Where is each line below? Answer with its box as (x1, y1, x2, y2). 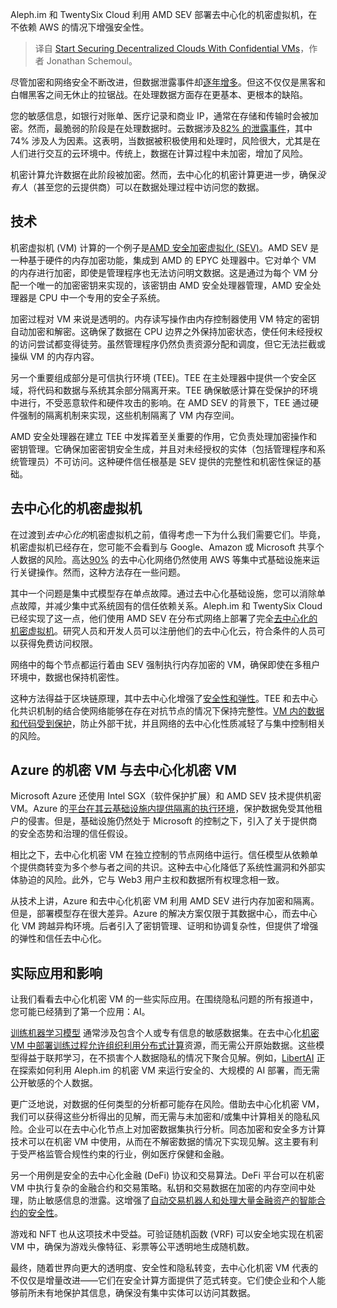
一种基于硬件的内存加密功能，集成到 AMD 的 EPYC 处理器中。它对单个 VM (10, 254, 317, 266)
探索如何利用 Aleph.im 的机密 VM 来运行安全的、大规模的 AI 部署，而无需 (18, 1064, 321, 1077)
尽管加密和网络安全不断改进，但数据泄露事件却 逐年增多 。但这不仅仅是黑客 (10, 76, 317, 88)
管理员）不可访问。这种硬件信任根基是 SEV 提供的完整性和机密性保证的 (18, 455, 313, 467)
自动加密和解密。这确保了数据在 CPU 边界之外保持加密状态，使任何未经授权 (10, 325, 323, 337)
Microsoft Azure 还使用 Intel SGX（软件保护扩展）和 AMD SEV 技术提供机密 (10, 790, 322, 802)
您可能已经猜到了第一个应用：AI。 (10, 1006, 151, 1018)
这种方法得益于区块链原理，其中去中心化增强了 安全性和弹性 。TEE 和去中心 (10, 692, 318, 704)
